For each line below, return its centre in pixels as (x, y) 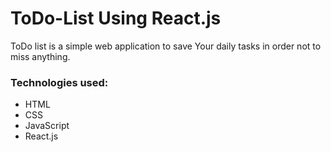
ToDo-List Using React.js (116, 18)
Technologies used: (59, 82)
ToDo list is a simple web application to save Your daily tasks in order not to (166, 46)
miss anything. (40, 56)
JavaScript (47, 126)
